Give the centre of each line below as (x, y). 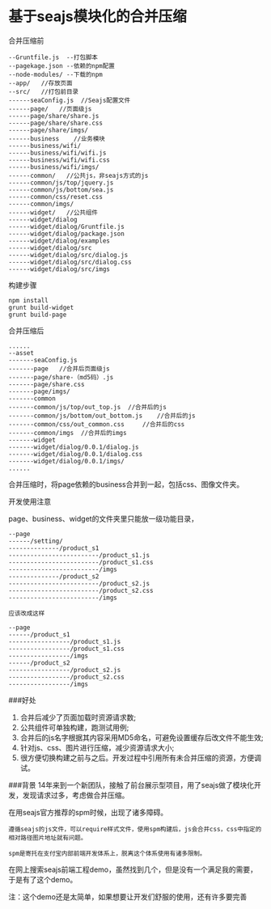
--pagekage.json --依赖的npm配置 (61, 66)
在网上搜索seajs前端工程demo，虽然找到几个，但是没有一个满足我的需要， (133, 869)
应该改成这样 (27, 613)
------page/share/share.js (54, 116)
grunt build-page (38, 315)
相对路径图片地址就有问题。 (48, 838)
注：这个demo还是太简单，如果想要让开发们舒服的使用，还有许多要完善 (128, 896)
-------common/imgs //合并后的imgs (68, 433)
